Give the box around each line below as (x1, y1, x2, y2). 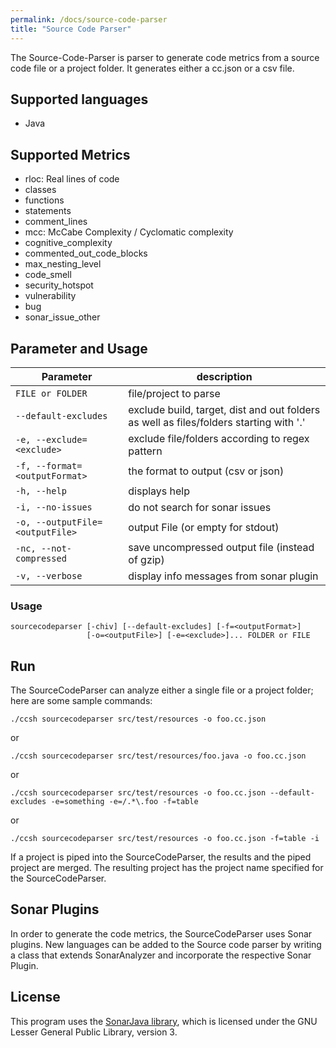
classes (24, 184, 57, 196)
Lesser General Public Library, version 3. (10, 1026, 178, 1038)
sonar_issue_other (24, 311, 101, 323)
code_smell (24, 269, 72, 281)
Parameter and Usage (10, 340, 148, 357)
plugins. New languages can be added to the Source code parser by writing (10, 938, 322, 950)
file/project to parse (128, 386, 221, 400)
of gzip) (128, 552, 165, 566)
